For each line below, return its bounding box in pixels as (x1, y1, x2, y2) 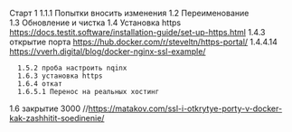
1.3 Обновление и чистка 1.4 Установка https (9, 17, 182, 28)
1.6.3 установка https (17, 71, 103, 80)
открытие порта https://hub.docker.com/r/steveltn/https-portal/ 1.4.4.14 (9, 36, 278, 47)
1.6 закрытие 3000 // (9, 103, 89, 114)
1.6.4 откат (17, 80, 63, 89)
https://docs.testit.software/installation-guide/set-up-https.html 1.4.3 (9, 27, 266, 37)
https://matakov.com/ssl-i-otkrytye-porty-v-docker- (88, 103, 283, 114)
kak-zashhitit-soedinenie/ (9, 113, 105, 123)
